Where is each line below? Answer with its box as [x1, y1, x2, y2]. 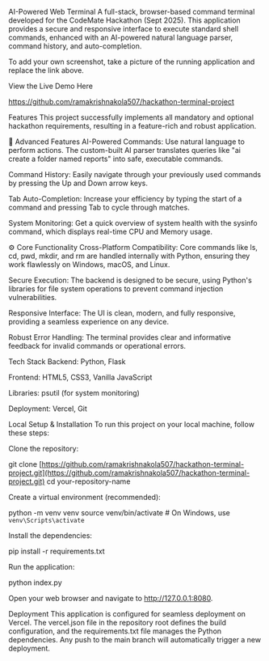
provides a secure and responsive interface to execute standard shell [8, 24, 239, 33]
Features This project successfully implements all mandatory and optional [8, 112, 254, 122]
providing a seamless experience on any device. [8, 317, 170, 326]
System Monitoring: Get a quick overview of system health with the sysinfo [8, 218, 258, 227]
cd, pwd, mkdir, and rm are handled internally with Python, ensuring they [8, 251, 250, 261]
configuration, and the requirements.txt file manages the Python [8, 626, 222, 636]
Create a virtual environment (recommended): [8, 493, 162, 502]
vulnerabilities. [8, 293, 57, 302]
